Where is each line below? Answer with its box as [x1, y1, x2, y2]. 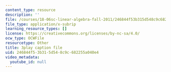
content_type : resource [5, 7, 56, 13]
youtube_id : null [10, 59, 47, 64]
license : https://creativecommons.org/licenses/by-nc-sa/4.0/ [5, 31, 140, 36]
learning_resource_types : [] [5, 26, 67, 31]
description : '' [5, 12, 40, 17]
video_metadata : [5, 54, 40, 60]
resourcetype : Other [5, 41, 49, 46]
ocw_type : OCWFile [5, 36, 44, 41]
